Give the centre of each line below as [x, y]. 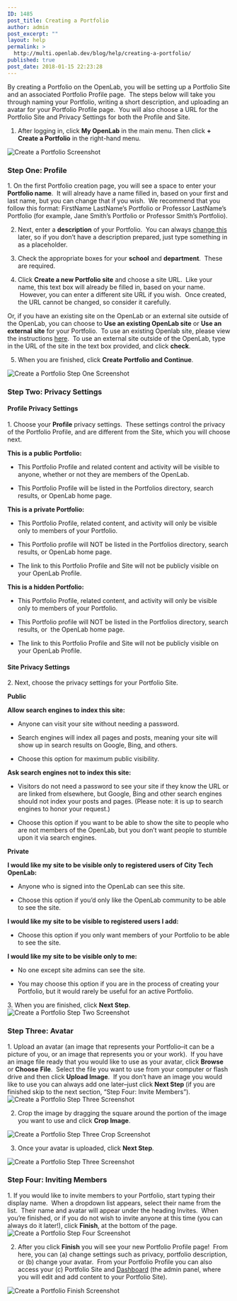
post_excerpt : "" [33, 34]
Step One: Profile [37, 170]
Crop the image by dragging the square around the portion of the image [122, 1113]
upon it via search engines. [57, 838]
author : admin [28, 27]
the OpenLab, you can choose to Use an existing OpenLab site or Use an [115, 323]
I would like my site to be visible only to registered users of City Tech [110, 865]
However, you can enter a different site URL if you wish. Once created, [123, 294]
